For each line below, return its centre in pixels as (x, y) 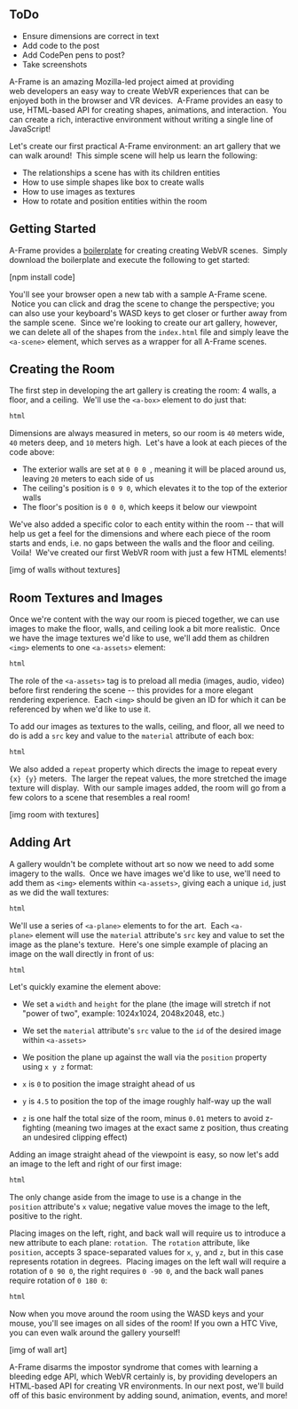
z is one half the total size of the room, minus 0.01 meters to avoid (142, 1118)
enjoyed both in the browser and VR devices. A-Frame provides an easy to (146, 100)
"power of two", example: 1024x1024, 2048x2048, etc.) (123, 1014)
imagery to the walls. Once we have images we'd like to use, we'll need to (145, 873)
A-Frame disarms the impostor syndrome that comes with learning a (134, 1367)
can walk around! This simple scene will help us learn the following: (133, 155)
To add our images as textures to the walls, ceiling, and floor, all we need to (147, 726)
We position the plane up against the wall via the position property (145, 1057)
